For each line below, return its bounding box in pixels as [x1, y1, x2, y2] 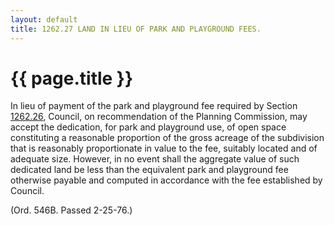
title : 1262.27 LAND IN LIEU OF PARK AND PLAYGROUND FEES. [10, 24, 262, 34]
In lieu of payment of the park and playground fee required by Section [10, 100, 298, 112]
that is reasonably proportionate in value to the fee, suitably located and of [10, 142, 318, 155]
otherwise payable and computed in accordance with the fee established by [10, 174, 323, 186]
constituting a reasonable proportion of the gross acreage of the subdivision [10, 132, 325, 144]
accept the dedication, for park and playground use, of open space [10, 121, 287, 133]
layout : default [10, 14, 78, 25]
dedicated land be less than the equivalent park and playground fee [10, 164, 289, 176]
